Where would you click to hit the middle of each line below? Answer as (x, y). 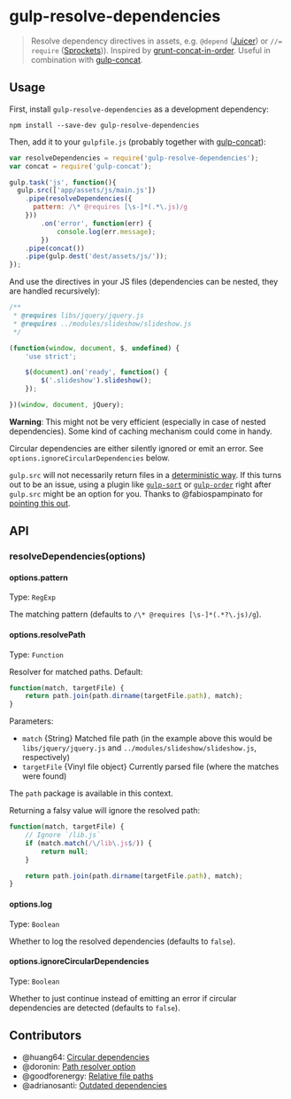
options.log (31, 904)
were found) (44, 776)
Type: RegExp (32, 597)
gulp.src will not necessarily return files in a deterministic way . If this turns (145, 475)
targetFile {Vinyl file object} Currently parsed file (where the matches (150, 767)
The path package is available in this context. (92, 793)
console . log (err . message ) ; (106, 232)
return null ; (65, 852)
